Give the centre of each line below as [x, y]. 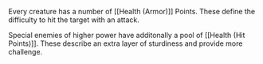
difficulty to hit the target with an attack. [74, 20]
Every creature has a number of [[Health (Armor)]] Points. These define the [132, 11]
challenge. [26, 52]
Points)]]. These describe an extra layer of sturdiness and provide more [126, 43]
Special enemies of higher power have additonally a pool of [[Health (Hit [127, 35]
